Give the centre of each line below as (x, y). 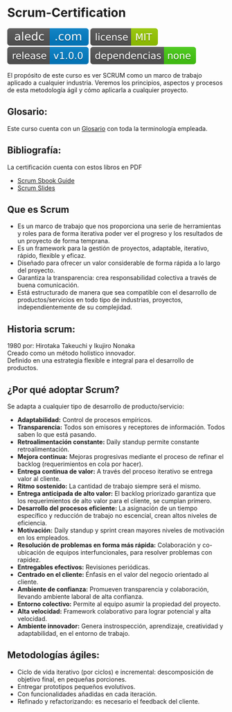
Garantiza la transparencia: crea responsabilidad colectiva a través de (117, 278)
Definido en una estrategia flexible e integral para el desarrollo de (100, 361)
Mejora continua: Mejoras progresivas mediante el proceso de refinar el (120, 457)
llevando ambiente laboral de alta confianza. (80, 597)
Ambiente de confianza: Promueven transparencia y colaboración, (113, 589)
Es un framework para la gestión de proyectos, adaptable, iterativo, (113, 248)
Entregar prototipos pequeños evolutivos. (76, 686)
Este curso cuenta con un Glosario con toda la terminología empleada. (107, 128)
